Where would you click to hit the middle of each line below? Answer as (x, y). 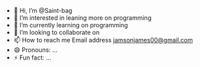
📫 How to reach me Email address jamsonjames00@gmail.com (103, 40)
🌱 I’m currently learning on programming (71, 25)
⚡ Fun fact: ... (32, 57)
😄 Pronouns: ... (36, 50)
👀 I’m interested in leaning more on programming (83, 18)
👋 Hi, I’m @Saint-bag (43, 11)
